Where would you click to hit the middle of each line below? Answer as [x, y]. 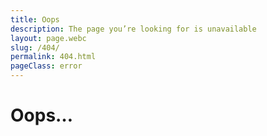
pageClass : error [46, 66]
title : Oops [35, 19]
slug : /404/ [35, 47]
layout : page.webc [48, 38]
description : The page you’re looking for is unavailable [133, 29]
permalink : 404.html [53, 57]
